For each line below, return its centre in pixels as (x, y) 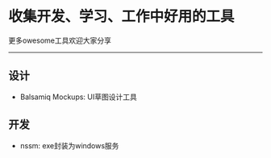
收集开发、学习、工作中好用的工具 (122, 17)
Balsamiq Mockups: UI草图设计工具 (78, 97)
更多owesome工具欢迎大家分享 (60, 40)
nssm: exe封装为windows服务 (69, 145)
